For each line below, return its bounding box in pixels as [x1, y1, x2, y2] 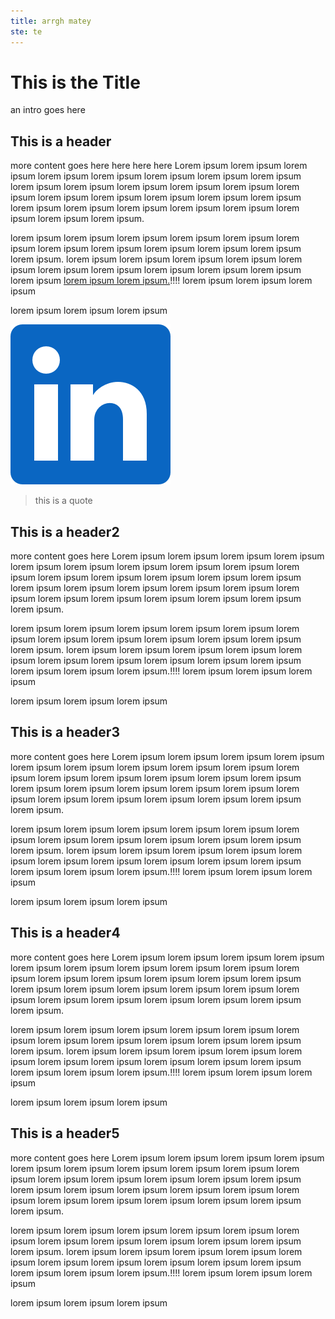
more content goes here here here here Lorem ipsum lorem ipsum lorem [10, 160, 308, 172]
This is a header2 [10, 523, 120, 540]
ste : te [10, 26, 43, 37]
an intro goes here [10, 104, 86, 116]
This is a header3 [10, 724, 120, 741]
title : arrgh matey [10, 16, 92, 26]
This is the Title [10, 71, 141, 94]
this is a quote [34, 495, 93, 507]
